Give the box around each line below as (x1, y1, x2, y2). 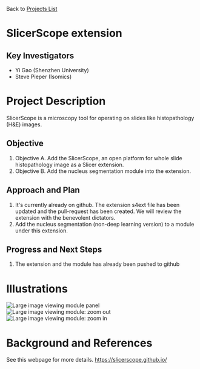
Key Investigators (6, 50, 75, 61)
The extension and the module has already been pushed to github (15, 260, 180, 268)
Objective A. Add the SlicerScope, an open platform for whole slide (15, 154, 183, 161)
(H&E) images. (6, 121, 42, 128)
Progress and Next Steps (6, 244, 102, 254)
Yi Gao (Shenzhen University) (15, 67, 89, 73)
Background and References (6, 336, 153, 350)
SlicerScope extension (6, 27, 122, 40)
